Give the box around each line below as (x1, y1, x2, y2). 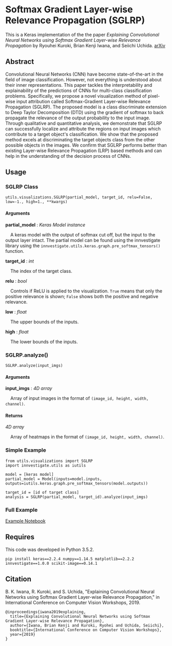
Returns (5, 412, 23, 418)
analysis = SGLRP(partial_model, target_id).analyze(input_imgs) (5, 494, 148, 500)
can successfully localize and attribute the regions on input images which (5, 125, 161, 132)
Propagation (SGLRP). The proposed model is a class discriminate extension (5, 104, 167, 110)
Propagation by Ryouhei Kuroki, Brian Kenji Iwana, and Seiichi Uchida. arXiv (5, 42, 166, 48)
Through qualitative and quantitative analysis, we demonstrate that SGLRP (5, 120, 162, 126)
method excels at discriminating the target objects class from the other (5, 136, 155, 142)
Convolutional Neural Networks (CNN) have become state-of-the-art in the (5, 71, 164, 77)
